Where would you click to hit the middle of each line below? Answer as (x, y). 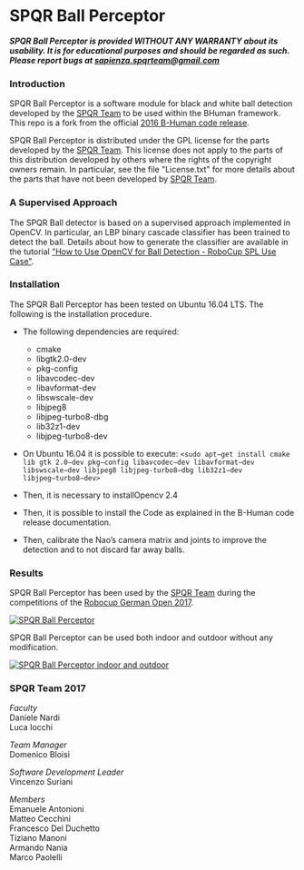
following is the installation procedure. (81, 313)
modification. (34, 648)
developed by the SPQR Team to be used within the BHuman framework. (145, 114)
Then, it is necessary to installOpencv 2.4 (100, 495)
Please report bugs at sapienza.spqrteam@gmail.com (115, 60)
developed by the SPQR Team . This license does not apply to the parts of (147, 150)
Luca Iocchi (31, 727)
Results (26, 573)
